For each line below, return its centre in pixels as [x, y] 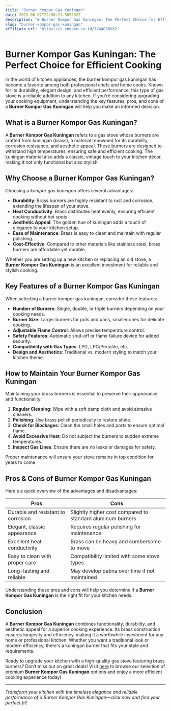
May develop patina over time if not [113, 571]
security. [22, 341]
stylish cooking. [22, 270]
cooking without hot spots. [40, 217]
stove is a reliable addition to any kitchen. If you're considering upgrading [82, 96]
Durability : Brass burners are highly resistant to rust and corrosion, [83, 201]
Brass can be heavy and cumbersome [116, 542]
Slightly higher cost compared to [109, 512]
